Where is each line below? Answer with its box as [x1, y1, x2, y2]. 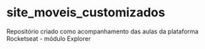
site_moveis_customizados [6, 5, 166, 20]
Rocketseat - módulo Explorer [6, 34, 91, 42]
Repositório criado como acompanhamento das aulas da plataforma [6, 27, 199, 35]
